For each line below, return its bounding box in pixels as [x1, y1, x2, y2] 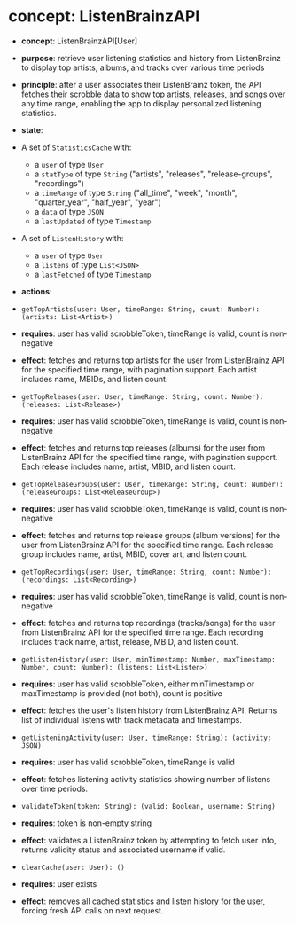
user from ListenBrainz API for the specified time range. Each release [20, 539, 274, 550]
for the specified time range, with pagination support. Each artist [20, 364, 258, 374]
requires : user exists [20, 878, 97, 889]
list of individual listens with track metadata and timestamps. [20, 714, 243, 725]
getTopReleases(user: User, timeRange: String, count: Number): [20, 392, 264, 401]
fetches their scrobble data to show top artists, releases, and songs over [20, 89, 286, 99]
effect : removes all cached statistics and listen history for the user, [20, 896, 266, 906]
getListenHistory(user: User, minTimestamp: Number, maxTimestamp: [20, 655, 276, 664]
